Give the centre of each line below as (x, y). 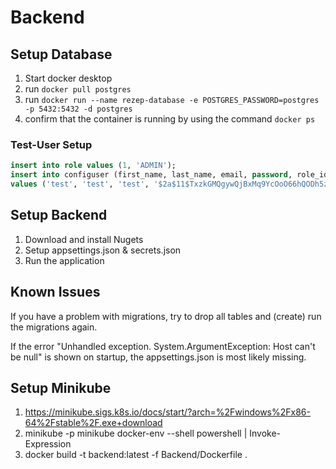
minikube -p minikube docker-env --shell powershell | (136, 433)
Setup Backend (59, 215)
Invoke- (265, 433)
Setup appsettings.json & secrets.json (103, 250)
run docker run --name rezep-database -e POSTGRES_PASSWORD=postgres (172, 99)
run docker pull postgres (78, 89)
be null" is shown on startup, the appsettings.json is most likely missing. (158, 357)
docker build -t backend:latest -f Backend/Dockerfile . (136, 455)
